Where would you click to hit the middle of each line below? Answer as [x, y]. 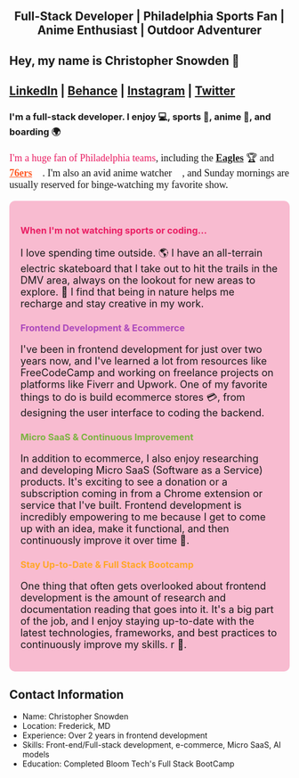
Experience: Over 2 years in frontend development [115, 735]
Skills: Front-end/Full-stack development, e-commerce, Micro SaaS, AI [152, 744]
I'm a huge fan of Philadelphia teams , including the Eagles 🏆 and [142, 159]
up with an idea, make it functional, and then [125, 528]
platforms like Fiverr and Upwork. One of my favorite [144, 384]
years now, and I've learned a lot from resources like [144, 360]
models [36, 754]
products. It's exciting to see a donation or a [125, 482]
